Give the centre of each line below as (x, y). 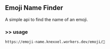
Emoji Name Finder (34, 8)
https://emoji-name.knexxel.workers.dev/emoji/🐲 (55, 42)
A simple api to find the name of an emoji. (47, 19)
